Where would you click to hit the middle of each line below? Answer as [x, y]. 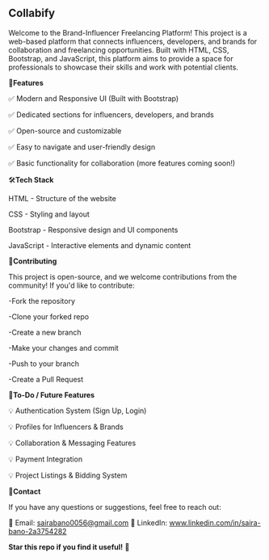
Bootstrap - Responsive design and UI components [93, 229]
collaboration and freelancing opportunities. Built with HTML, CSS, [119, 50]
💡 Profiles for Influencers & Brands [66, 427]
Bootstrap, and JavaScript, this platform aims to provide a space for [121, 58]
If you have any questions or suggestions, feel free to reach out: [115, 507]
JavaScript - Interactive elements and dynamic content [100, 245]
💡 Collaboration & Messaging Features [72, 443]
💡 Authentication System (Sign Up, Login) [78, 411]
